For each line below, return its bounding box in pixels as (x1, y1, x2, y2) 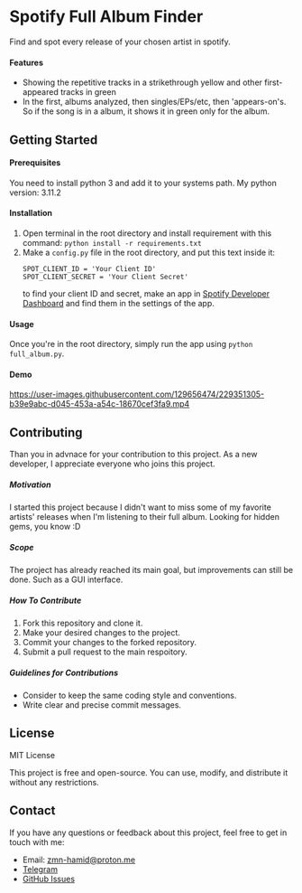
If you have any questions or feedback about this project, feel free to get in (9, 827, 288, 838)
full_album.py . (9, 348, 65, 359)
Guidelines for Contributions (9, 667, 119, 678)
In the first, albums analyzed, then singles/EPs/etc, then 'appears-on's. (22, 97, 287, 108)
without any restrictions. (9, 776, 99, 787)
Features (9, 57, 43, 68)
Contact (9, 803, 56, 819)
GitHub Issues (22, 873, 75, 884)
